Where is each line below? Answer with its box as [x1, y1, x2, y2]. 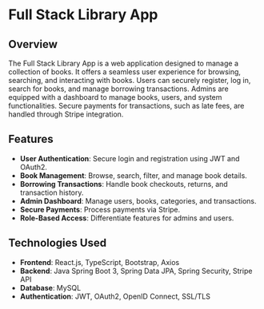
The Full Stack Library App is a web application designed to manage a [8, 58, 238, 68]
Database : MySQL [19, 283, 82, 292]
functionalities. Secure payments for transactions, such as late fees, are [8, 101, 245, 110]
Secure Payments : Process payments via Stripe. [19, 204, 181, 214]
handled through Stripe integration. [8, 109, 124, 119]
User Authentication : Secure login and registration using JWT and [19, 153, 240, 163]
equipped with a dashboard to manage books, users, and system [8, 93, 222, 101]
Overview [8, 38, 58, 51]
